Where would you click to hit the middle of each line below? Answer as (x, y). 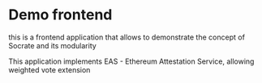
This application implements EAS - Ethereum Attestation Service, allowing (131, 61)
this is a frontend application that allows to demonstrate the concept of (127, 37)
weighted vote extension (49, 69)
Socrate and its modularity (53, 45)
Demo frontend (60, 15)
